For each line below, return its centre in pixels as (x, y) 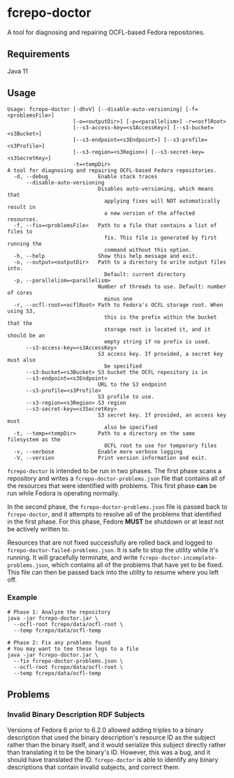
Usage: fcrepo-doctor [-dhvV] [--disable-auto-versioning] (95, 109)
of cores (20, 293)
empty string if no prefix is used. (157, 341)
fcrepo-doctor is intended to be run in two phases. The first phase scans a (115, 470)
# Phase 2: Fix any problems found (59, 642)
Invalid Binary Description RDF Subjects (76, 714)
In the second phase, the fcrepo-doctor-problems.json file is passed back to (117, 506)
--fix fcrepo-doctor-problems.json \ (68, 661)
